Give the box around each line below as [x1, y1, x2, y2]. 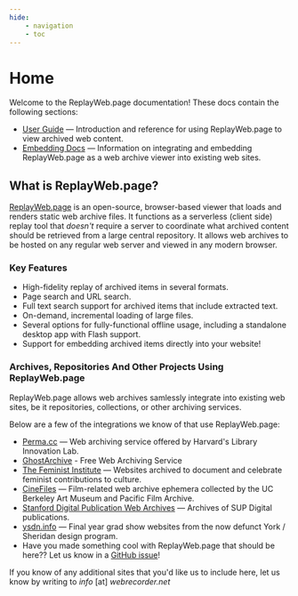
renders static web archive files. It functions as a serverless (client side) [9, 211, 273, 222]
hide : [9, 12, 29, 22]
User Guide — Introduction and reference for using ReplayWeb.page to [21, 124, 283, 134]
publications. [21, 511, 70, 522]
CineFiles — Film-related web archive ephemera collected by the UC [21, 483, 274, 494]
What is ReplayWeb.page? [9, 178, 159, 193]
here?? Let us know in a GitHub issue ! [21, 549, 161, 560]
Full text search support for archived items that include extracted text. [21, 301, 278, 311]
